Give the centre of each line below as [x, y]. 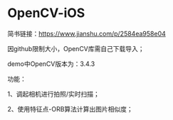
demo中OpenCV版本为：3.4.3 [51, 64]
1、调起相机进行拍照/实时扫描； [53, 94]
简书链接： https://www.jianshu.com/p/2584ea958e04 [86, 33]
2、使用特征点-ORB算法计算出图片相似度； [70, 109]
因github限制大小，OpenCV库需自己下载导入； [76, 48]
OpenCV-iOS [46, 13]
